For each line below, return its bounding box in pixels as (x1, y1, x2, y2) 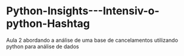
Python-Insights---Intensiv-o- (6, 4, 160, 18)
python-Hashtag (6, 17, 91, 30)
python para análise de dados (6, 43, 79, 50)
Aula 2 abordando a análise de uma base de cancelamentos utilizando (6, 36, 179, 43)
